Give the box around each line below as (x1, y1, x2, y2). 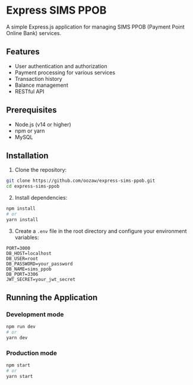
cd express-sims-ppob (6, 184, 60, 190)
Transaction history (14, 75, 62, 82)
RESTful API (14, 87, 45, 95)
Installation (6, 150, 49, 160)
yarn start (6, 374, 33, 380)
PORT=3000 (6, 245, 31, 251)
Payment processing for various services (14, 69, 116, 76)
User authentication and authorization (14, 62, 108, 70)
